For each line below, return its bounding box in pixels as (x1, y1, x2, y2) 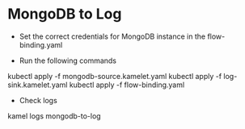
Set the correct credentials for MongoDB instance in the (19, 31, 206, 41)
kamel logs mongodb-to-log (7, 110, 102, 121)
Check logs (19, 95, 57, 105)
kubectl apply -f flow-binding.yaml (69, 80, 185, 89)
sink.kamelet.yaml (7, 80, 68, 89)
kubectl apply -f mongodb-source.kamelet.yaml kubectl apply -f (7, 71, 222, 81)
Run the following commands (19, 56, 116, 65)
